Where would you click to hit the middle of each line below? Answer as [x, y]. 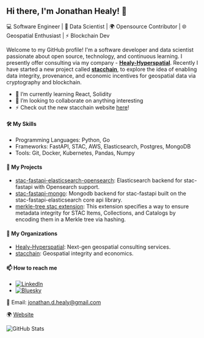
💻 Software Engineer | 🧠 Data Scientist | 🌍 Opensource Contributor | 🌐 [97, 26]
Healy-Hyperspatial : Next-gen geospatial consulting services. [93, 247]
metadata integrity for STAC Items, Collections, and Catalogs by [95, 213]
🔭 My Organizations [32, 233]
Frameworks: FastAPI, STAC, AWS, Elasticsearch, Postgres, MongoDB [103, 147]
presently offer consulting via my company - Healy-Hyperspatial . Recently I [102, 62]
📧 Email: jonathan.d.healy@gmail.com [54, 302]
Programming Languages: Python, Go [62, 140]
